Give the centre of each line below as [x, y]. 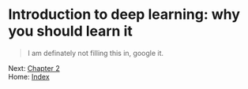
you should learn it [70, 31]
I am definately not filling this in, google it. [96, 53]
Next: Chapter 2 [34, 68]
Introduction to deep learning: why [124, 15]
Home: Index [29, 76]
